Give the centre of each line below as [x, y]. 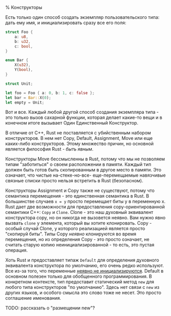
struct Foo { [19, 32]
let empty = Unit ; [25, 102]
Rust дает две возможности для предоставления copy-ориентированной [85, 207]
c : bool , [24, 46]
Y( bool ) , [24, 70]
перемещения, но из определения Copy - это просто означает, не [77, 239]
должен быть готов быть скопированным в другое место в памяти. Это [83, 170]
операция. [17, 250]
